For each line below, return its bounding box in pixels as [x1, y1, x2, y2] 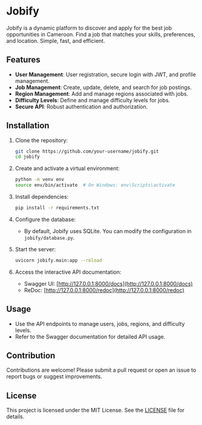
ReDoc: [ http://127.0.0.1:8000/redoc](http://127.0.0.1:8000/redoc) [24, 286, 184, 294]
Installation [6, 120, 50, 131]
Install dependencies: [15, 193, 69, 200]
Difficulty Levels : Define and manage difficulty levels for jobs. [15, 96, 171, 104]
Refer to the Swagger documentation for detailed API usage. [15, 333, 166, 340]
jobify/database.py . [24, 234, 75, 241]
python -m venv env [15, 177, 65, 183]
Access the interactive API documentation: [15, 268, 122, 275]
